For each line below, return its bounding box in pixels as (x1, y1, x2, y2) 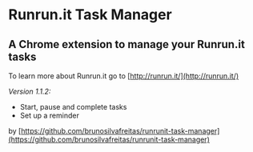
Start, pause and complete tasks (19, 102, 127, 111)
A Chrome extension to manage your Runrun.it (8, 38, 246, 51)
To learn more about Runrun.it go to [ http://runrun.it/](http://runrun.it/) (8, 71, 239, 81)
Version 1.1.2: (8, 86, 51, 96)
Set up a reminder (19, 110, 80, 120)
